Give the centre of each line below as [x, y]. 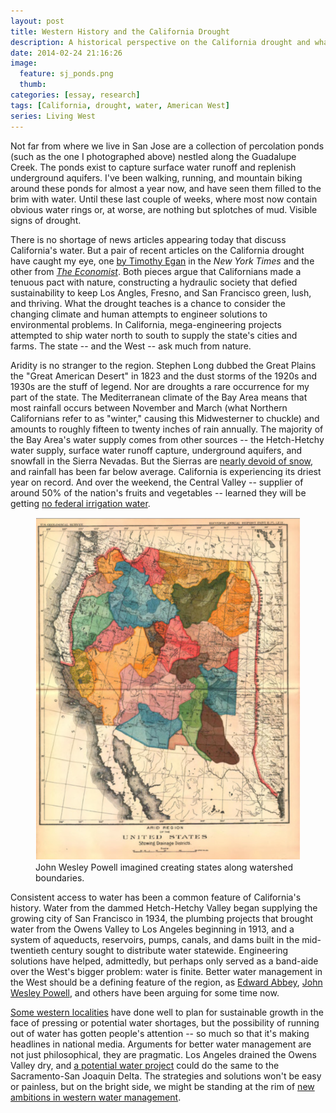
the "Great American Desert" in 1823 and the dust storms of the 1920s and [164, 376]
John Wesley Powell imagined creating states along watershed [164, 867]
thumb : [33, 85]
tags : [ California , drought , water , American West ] [120, 105]
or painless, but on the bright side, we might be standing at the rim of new [162, 1087]
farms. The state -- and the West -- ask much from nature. [131, 346]
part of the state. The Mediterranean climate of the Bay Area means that [159, 397]
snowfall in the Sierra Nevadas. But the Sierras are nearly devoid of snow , [162, 461]
